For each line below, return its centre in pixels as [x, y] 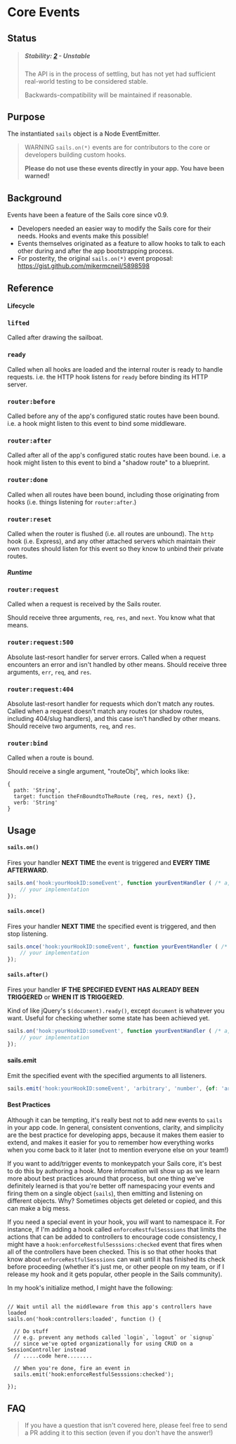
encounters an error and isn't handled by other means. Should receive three [117, 664]
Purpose [26, 117]
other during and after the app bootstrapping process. [96, 251]
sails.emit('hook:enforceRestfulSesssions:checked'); [94, 1374]
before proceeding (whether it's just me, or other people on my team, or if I [116, 1267]
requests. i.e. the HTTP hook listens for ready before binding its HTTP [108, 377]
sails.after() [28, 975]
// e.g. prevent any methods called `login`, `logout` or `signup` [114, 1338]
